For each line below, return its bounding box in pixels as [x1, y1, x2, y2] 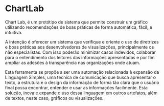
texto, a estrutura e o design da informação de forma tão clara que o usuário [5, 79, 160, 85]
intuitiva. [5, 29, 23, 35]
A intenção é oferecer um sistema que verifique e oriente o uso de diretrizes [5, 39, 159, 44]
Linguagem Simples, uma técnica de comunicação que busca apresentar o [5, 74, 156, 80]
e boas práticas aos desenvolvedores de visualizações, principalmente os [5, 44, 154, 50]
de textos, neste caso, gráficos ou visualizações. [5, 95, 104, 101]
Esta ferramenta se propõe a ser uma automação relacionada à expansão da [5, 69, 159, 75]
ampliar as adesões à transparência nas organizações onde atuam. [5, 60, 141, 65]
